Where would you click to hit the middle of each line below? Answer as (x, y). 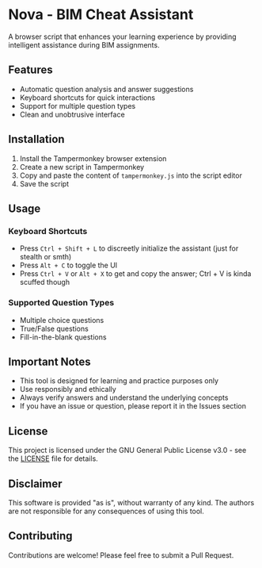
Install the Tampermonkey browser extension (93, 158)
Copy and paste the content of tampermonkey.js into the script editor (131, 175)
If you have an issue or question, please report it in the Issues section (133, 406)
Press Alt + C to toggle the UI (68, 265)
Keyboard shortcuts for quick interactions (87, 98)
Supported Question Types (61, 303)
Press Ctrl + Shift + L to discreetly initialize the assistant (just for (129, 248)
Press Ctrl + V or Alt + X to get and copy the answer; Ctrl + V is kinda (135, 274)
